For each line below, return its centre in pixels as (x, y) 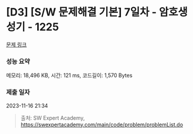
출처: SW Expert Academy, (53, 118)
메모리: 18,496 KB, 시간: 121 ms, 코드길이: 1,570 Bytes (69, 75)
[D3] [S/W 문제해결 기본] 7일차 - (81, 12)
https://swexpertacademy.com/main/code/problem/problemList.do (102, 125)
